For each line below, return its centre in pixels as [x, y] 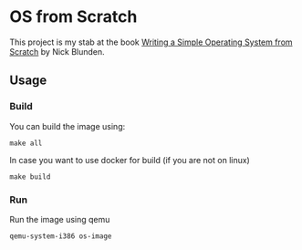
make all [26, 143]
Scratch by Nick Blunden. [57, 51]
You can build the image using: [68, 126]
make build [30, 177]
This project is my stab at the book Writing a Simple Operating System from [151, 42]
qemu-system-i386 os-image [61, 236]
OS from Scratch [73, 17]
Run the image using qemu [60, 219]
